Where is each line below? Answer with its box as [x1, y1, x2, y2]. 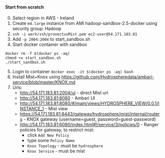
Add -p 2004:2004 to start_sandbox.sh [12, 36, 90, 42]
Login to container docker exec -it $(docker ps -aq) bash [12, 69, 134, 75]
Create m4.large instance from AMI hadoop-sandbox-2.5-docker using [12, 20, 158, 26]
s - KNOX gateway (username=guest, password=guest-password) [19, 116, 156, 122]
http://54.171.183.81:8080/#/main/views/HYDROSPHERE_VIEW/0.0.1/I [19, 100, 160, 107]
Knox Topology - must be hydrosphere [27, 143, 103, 149]
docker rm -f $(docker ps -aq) [5, 51, 70, 56]
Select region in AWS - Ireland [12, 15, 75, 21]
